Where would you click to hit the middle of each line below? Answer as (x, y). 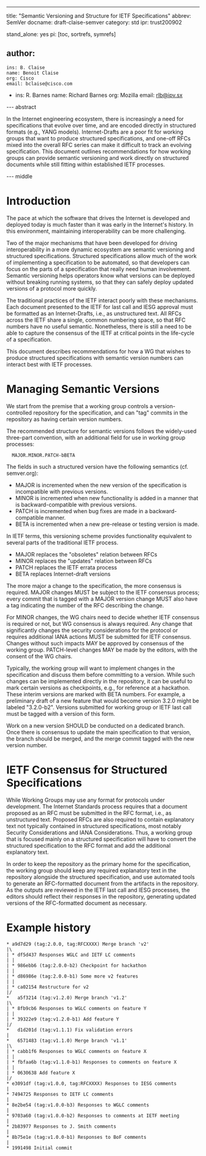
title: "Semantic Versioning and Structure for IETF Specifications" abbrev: (99, 16)
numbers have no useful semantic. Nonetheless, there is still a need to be (99, 326)
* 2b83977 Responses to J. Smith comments (61, 1126)
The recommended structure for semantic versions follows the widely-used (101, 431)
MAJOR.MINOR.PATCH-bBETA (44, 455)
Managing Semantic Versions (83, 389)
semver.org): (22, 473)
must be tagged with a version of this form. (61, 713)
